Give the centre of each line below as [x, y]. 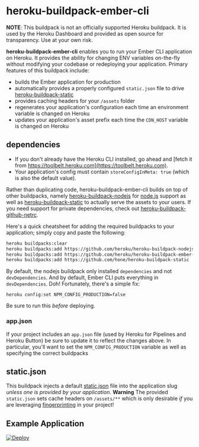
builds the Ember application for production [68, 82]
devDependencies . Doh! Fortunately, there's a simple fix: [73, 284]
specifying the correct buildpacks [47, 353]
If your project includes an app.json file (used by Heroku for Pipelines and [96, 334]
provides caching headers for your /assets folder [75, 101]
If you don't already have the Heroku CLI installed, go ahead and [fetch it [103, 159]
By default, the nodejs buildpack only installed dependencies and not [89, 271]
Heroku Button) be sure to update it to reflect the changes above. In [89, 340]
